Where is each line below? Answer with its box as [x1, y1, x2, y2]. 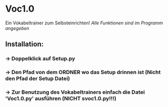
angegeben [5, 25, 29, 31]
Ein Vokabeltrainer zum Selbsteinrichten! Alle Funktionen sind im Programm [5, 20, 163, 26]
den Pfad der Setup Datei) [5, 75, 70, 82]
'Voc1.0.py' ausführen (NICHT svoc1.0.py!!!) [5, 95, 117, 102]
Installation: [5, 40, 44, 49]
